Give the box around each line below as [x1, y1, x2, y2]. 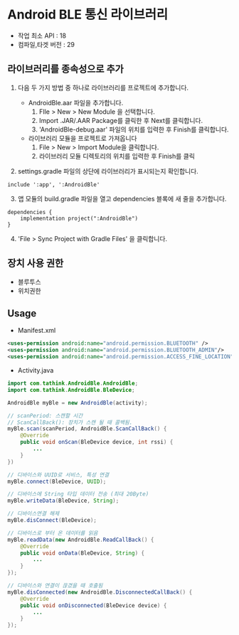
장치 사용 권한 [7, 257, 64, 270]
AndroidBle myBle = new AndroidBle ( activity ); [7, 399, 148, 406]
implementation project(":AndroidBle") [20, 215, 139, 222]
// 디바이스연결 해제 [7, 510, 60, 518]
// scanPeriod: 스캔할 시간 [7, 412, 83, 420]
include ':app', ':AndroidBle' [7, 181, 100, 188]
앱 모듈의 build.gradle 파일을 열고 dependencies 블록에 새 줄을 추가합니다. [17, 194, 227, 203]
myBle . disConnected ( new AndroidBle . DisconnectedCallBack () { [7, 588, 193, 596]
